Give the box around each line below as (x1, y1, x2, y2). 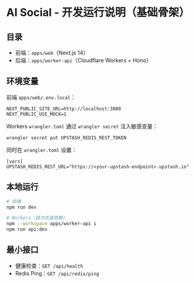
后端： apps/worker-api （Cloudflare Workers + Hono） (15, 57, 152, 64)
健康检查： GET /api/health (15, 262, 83, 269)
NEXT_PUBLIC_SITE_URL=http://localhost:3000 (6, 106, 121, 112)
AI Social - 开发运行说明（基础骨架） (6, 5, 190, 20)
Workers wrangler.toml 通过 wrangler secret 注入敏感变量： (6, 123, 158, 130)
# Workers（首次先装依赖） (6, 215, 68, 221)
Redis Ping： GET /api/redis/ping (15, 270, 99, 277)
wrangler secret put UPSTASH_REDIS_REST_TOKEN (6, 135, 127, 141)
